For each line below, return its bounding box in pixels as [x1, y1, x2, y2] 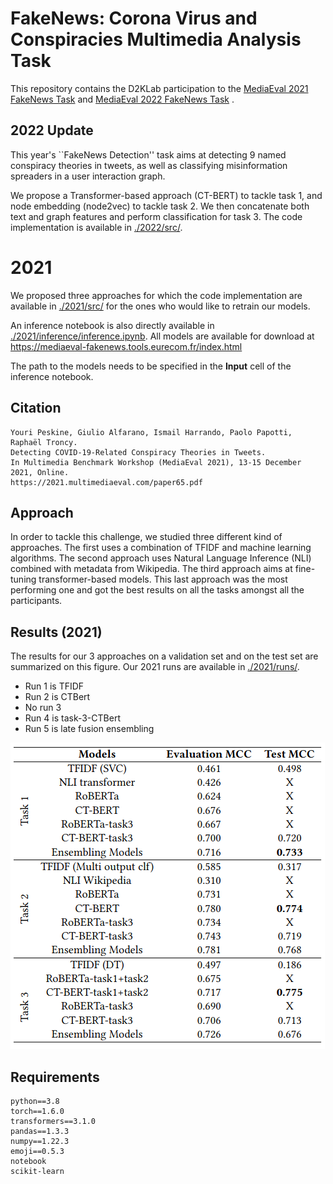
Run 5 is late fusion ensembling [24, 723, 155, 735]
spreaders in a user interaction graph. [10, 170, 166, 182]
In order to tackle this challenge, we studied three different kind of [10, 531, 283, 543]
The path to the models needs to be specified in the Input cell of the [10, 360, 292, 372]
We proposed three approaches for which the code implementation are [10, 289, 303, 301]
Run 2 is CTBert [24, 691, 91, 703]
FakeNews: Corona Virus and [10, 7, 258, 30]
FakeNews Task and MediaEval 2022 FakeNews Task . [10, 93, 235, 105]
